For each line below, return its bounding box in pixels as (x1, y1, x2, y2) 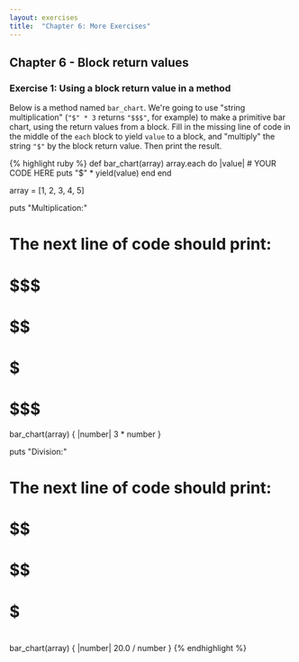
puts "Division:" (9, 446, 68, 457)
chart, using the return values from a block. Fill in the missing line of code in (9, 122, 291, 132)
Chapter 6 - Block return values (9, 55, 189, 70)
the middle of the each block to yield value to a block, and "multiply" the (9, 131, 276, 142)
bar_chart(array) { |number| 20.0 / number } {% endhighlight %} (9, 642, 248, 653)
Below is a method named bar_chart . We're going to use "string (9, 103, 246, 113)
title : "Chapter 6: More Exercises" (9, 22, 151, 31)
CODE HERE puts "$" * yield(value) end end (9, 168, 172, 178)
